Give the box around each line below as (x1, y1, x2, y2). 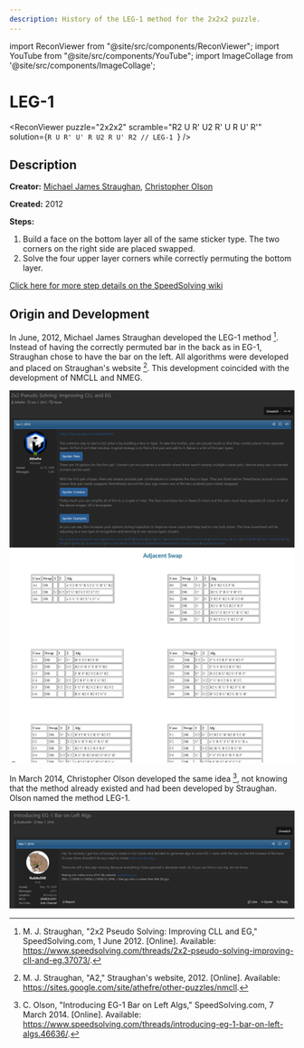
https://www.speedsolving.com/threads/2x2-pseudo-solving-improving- (22, 946, 294, 956)
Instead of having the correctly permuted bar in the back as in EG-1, (9, 341, 262, 352)
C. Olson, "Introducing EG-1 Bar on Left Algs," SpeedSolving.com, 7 (22, 1000, 274, 1010)
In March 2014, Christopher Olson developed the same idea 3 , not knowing (9, 772, 288, 784)
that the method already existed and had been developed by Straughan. (9, 783, 278, 794)
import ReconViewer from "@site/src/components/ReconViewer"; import (9, 41, 280, 52)
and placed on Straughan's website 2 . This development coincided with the (9, 360, 290, 373)
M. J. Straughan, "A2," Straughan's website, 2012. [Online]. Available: (22, 973, 280, 983)
